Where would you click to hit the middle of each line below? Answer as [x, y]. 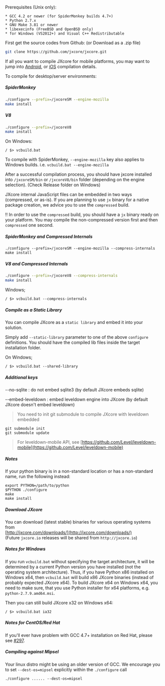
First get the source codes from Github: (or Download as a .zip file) [73, 43]
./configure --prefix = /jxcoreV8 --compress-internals [62, 276]
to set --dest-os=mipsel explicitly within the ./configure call [66, 669]
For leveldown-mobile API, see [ [49, 442]
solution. [14, 327]
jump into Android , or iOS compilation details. [51, 66]
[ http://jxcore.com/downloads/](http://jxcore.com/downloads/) [68, 532]
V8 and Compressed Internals [36, 264]
